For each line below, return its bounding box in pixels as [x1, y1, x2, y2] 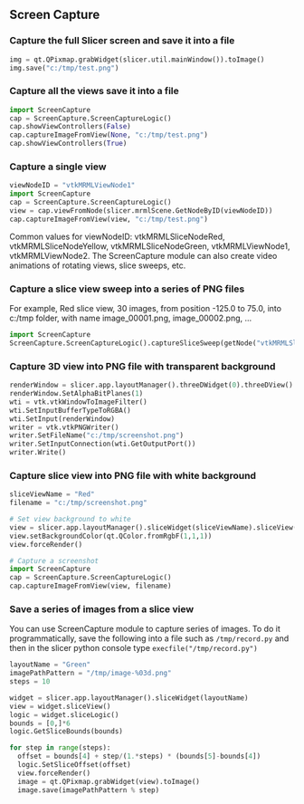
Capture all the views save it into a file [9, 85, 179, 98]
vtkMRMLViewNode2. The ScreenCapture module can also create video [9, 250, 278, 261]
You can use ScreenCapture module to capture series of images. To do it [9, 624, 280, 635]
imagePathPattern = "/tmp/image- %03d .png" [9, 669, 172, 678]
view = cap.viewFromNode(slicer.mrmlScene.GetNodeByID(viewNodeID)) [9, 206, 273, 215]
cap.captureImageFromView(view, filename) [9, 581, 172, 591]
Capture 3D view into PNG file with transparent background [9, 359, 276, 372]
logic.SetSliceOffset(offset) [17, 761, 131, 770]
